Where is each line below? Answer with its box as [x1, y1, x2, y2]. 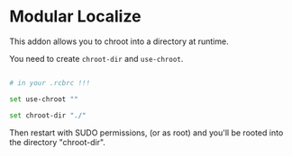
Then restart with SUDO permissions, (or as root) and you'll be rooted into [9, 127, 284, 138]
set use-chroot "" [9, 94, 78, 104]
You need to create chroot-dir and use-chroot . [9, 53, 184, 64]
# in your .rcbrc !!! [9, 78, 91, 87]
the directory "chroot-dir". [9, 136, 106, 147]
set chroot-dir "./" [9, 110, 87, 120]
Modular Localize [9, 6, 141, 27]
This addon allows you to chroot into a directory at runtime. [9, 36, 229, 47]
